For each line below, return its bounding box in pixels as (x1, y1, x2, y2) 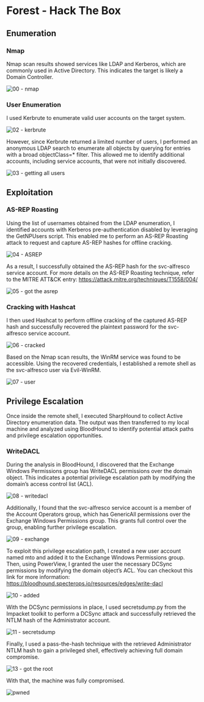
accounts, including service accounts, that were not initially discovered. (6, 157, 187, 165)
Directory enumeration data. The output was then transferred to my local (6, 419, 189, 426)
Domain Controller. (6, 73, 54, 80)
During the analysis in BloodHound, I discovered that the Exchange (6, 461, 175, 468)
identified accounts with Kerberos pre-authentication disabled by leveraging (6, 226, 198, 233)
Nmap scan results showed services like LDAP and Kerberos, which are (6, 60, 186, 67)
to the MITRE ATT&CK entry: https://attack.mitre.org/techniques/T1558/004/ (6, 275, 199, 283)
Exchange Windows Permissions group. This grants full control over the (6, 517, 187, 525)
